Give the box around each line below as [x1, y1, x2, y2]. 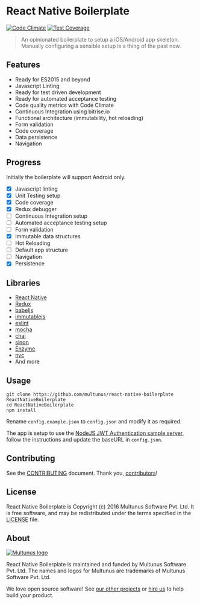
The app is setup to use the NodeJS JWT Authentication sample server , [6, 429, 184, 437]
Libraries [6, 277, 40, 288]
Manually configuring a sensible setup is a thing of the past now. [20, 42, 181, 49]
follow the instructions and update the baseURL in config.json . [6, 436, 163, 443]
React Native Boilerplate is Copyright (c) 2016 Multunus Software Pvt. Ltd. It [6, 502, 195, 510]
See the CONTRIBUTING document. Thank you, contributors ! [6, 469, 158, 477]
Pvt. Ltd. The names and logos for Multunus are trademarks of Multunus [6, 567, 186, 574]
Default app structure [14, 246, 68, 254]
